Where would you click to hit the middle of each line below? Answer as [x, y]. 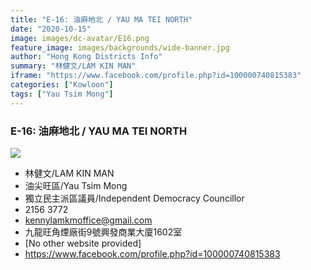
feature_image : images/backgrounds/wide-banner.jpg [120, 47]
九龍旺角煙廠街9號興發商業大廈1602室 [103, 232]
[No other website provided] [83, 243]
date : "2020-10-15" [51, 29]
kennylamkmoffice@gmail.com [88, 220]
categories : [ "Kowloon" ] [62, 85]
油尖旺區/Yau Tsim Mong [76, 185]
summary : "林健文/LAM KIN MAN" [73, 66]
